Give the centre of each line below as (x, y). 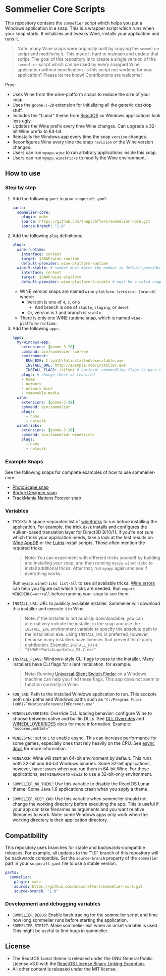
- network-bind (37, 389)
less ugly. (22, 121)
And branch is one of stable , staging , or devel (82, 307)
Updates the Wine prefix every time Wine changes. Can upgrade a (80, 126)
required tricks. (28, 548)
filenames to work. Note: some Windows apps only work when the (80, 815)
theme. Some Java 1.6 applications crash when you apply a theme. (80, 789)
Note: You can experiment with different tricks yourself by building (92, 558)
